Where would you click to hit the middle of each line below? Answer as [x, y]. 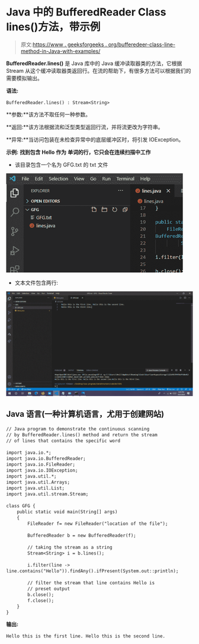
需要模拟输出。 [24, 78]
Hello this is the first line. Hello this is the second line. [86, 636]
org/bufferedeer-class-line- [142, 44]
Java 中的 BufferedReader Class [86, 12]
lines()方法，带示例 [53, 27]
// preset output [49, 589]
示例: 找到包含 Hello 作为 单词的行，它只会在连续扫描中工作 [78, 152]
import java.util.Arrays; [38, 482]
